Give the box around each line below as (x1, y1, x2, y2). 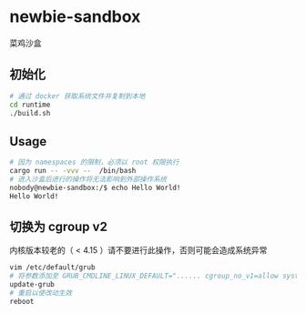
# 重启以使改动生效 (9, 288, 73, 298)
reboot (9, 297, 35, 306)
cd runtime (9, 100, 51, 109)
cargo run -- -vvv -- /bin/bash (9, 167, 137, 176)
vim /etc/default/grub (9, 263, 96, 272)
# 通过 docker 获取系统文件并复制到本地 (9, 91, 146, 101)
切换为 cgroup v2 (9, 218, 107, 234)
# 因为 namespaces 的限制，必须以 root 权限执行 (9, 157, 179, 167)
